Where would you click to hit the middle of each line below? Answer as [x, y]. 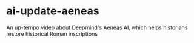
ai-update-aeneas [53, 11]
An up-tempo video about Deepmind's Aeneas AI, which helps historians [97, 27]
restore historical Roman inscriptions [52, 33]
